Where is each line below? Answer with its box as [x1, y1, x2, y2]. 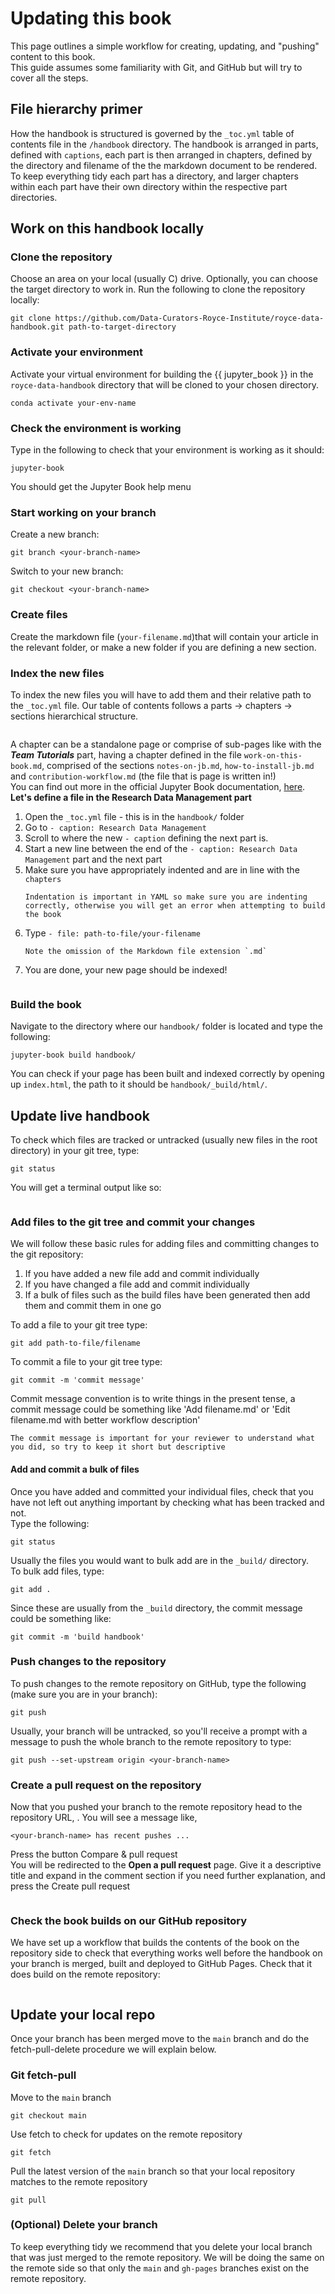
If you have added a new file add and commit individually [24, 1268, 260, 1280]
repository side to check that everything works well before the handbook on [10, 1947, 323, 1959]
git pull [10, 2195, 47, 2205]
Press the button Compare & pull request [10, 1848, 178, 1861]
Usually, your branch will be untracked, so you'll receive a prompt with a [10, 1725, 308, 1737]
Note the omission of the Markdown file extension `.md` [24, 946, 268, 956]
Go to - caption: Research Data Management [24, 821, 207, 833]
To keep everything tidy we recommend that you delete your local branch [10, 2240, 313, 2252]
